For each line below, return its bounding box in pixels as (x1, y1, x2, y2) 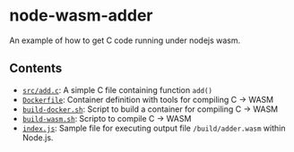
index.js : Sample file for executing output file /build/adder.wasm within (22, 122, 286, 133)
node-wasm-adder (9, 5, 153, 26)
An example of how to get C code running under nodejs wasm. (9, 35, 241, 46)
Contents (9, 61, 63, 76)
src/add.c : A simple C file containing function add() (22, 84, 213, 95)
